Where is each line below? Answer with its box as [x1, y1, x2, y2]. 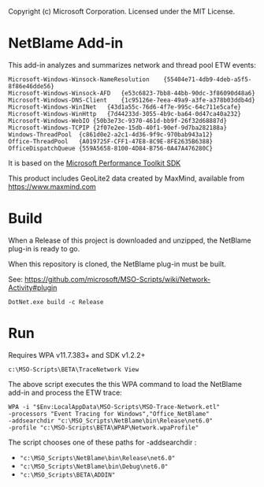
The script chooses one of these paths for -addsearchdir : [8, 437, 197, 447]
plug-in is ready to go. [8, 243, 80, 253]
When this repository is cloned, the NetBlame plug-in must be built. [8, 259, 227, 269]
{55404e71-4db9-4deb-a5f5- [162, 75, 252, 84]
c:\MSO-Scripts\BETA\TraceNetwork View [8, 366, 139, 374]
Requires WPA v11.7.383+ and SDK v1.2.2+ [8, 350, 146, 359]
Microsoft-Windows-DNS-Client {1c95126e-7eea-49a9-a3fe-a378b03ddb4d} [8, 96, 256, 104]
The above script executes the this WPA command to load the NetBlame [8, 379, 243, 388]
